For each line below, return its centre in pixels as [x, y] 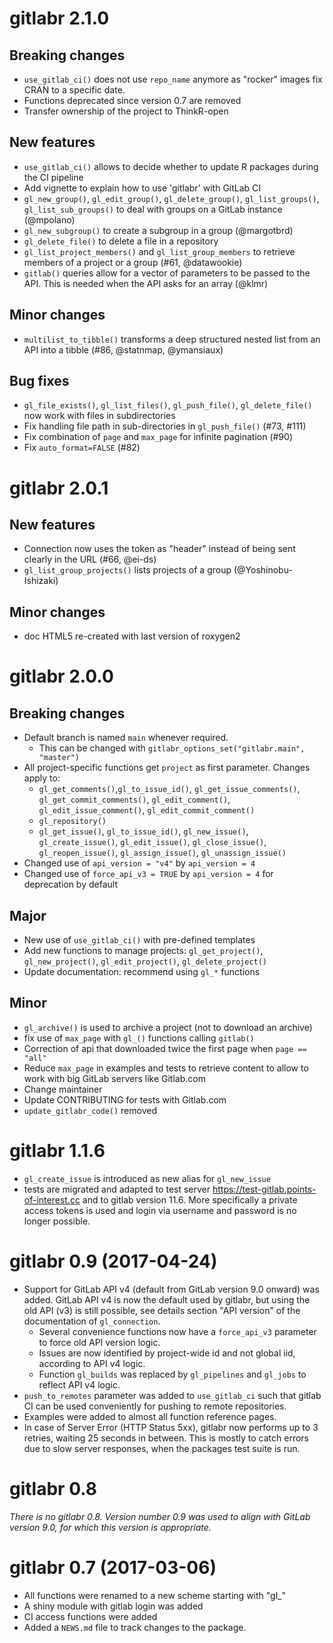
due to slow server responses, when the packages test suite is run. [162, 1448]
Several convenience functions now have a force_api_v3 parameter [177, 1331]
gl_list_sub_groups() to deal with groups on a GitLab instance [153, 209]
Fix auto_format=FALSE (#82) [82, 448]
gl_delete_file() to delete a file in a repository [121, 241]
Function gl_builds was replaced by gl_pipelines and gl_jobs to [172, 1374]
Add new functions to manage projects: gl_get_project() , [143, 951]
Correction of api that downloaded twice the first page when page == [165, 1048]
